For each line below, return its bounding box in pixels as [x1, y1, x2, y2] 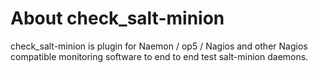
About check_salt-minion [10, 7, 225, 30]
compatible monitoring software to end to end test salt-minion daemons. [10, 50, 309, 62]
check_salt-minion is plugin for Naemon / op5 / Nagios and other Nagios [10, 40, 308, 52]
